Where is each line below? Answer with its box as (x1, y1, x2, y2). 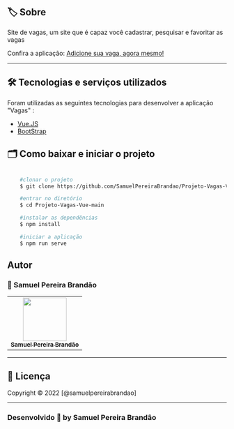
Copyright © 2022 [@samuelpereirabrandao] (7, 389, 137, 397)
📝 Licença (7, 370, 51, 382)
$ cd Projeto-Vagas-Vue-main (19, 202, 104, 209)
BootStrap (17, 127, 47, 135)
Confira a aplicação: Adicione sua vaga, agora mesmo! (7, 49, 164, 57)
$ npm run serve (19, 240, 68, 247)
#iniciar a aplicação (19, 233, 82, 240)
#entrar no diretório (19, 195, 82, 202)
